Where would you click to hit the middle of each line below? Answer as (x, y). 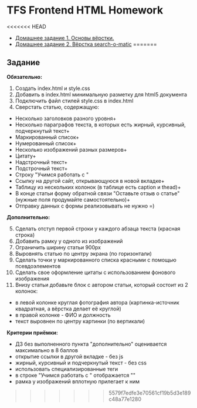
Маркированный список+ (47, 137)
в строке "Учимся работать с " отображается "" (75, 375)
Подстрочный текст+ (41, 168)
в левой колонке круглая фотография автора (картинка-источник (97, 302)
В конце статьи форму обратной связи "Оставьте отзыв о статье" (97, 193)
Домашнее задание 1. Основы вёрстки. (64, 38)
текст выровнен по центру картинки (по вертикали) (80, 321)
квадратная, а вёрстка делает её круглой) (68, 309)
